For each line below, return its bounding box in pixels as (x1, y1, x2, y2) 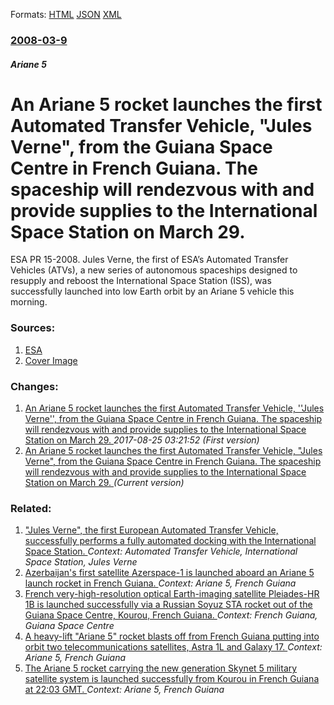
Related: (10, 501, 52, 515)
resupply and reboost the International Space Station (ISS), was (10, 275, 272, 287)
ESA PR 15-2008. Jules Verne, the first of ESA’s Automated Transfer (10, 254, 289, 266)
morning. (10, 296, 48, 308)
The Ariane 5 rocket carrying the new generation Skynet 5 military (24, 662, 298, 674)
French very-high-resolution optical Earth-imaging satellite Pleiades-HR (24, 588, 320, 600)
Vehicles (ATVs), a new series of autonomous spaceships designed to (10, 264, 298, 276)
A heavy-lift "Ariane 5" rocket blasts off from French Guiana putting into (24, 630, 320, 643)
